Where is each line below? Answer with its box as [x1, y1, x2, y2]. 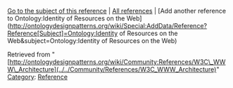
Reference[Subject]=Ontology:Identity [7, 29, 118, 37]
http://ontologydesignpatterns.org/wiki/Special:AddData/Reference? [9, 22, 208, 30]
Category [7, 73, 35, 81]
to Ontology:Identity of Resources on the [7, 14, 125, 23]
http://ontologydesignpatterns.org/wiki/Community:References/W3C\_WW [9, 58, 226, 66]
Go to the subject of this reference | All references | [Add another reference [7, 7, 227, 15]
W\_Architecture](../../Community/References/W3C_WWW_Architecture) [7, 65, 217, 73]
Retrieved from [7, 50, 51, 58]
